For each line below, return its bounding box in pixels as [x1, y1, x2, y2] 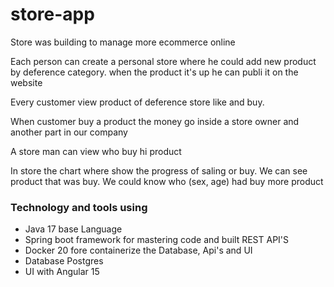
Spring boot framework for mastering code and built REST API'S [24, 234, 290, 246]
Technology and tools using [10, 200, 148, 214]
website [10, 76, 43, 88]
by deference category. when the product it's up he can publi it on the [10, 66, 299, 78]
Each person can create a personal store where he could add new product [10, 55, 317, 67]
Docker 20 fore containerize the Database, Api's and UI [24, 244, 253, 257]
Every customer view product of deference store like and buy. [10, 96, 265, 108]
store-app [10, 3, 95, 26]
